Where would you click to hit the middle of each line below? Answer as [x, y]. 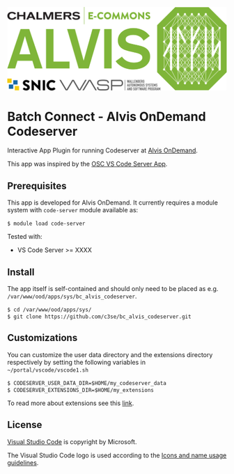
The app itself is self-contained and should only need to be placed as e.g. [113, 289]
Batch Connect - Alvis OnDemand [107, 117]
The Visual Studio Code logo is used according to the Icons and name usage [117, 455]
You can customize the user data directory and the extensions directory [110, 354]
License [25, 425]
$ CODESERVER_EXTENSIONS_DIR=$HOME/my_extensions [81, 390]
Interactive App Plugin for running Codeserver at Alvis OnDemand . [103, 150]
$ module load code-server [46, 224]
